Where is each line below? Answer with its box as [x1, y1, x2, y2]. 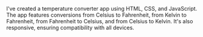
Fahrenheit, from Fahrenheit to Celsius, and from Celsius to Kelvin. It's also [6, 18, 193, 24]
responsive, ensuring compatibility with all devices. [6, 24, 135, 31]
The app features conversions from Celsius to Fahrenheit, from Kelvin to [6, 11, 187, 18]
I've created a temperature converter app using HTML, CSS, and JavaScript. [6, 5, 198, 12]
